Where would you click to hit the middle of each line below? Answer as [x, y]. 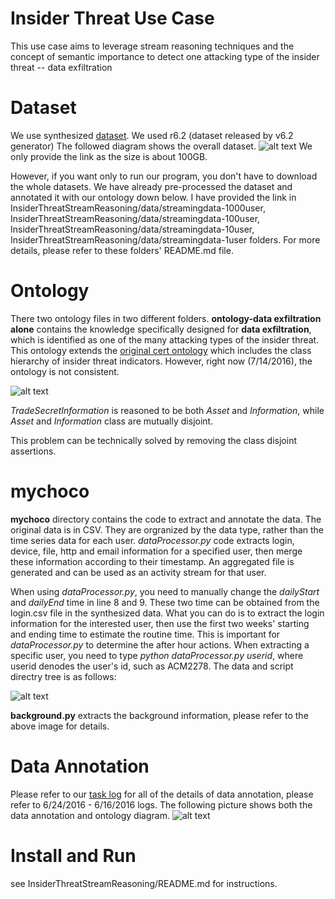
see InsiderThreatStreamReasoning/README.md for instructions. [144, 883]
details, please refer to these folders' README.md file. [122, 250]
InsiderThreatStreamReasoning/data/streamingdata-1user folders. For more [165, 239]
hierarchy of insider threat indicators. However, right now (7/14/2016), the [161, 361]
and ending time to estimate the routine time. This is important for [145, 634]
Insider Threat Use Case [112, 18]
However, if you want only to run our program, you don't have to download [164, 176]
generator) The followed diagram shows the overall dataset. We [161, 146]
